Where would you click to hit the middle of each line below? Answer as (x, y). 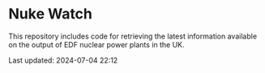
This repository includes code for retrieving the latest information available (133, 36)
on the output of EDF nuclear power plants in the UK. (96, 44)
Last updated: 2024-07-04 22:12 (63, 60)
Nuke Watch (51, 14)
